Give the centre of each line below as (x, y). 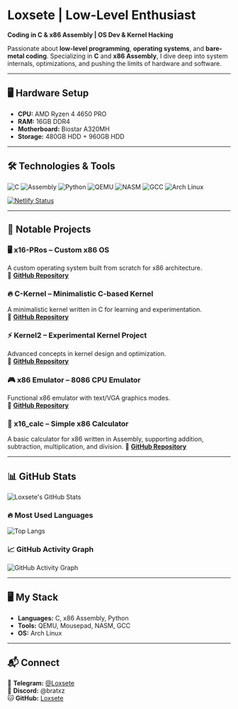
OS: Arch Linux (40, 633)
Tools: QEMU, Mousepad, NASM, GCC (74, 626)
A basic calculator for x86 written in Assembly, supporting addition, (106, 439)
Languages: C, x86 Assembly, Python (73, 618)
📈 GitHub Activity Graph (51, 550)
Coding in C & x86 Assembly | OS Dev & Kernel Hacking (90, 35)
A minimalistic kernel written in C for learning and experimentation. (104, 309)
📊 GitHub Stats (42, 477)
